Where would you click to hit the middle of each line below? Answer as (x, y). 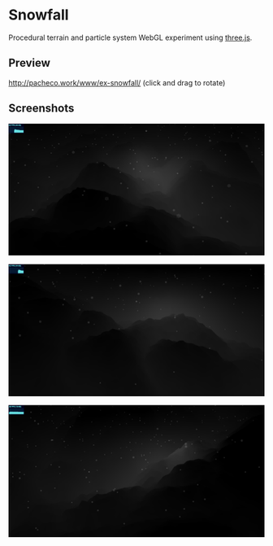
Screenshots (41, 109)
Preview (30, 63)
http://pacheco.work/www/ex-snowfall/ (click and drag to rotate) (117, 82)
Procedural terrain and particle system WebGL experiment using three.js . (130, 37)
